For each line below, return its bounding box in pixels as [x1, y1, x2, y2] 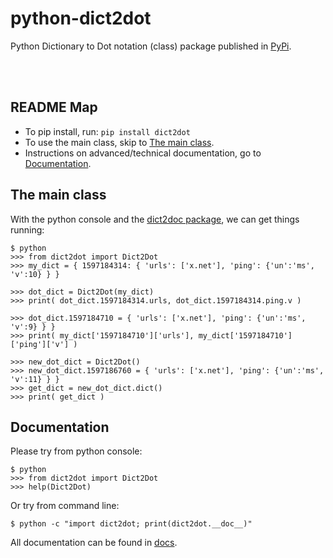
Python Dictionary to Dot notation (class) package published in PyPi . [10, 40, 292, 52]
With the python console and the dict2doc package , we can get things [10, 213, 300, 225]
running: [10, 223, 45, 236]
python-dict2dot [10, 7, 152, 30]
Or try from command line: [10, 500, 120, 512]
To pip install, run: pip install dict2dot [24, 125, 191, 137]
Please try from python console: [10, 445, 143, 457]
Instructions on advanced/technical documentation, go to [24, 147, 262, 159]
